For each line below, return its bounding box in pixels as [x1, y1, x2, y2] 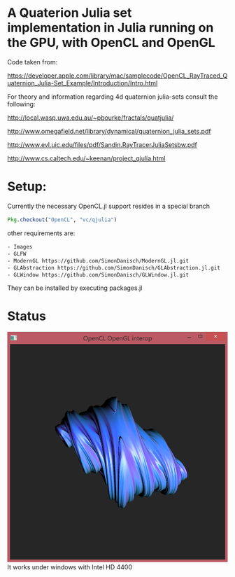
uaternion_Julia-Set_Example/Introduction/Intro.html [7, 78, 158, 87]
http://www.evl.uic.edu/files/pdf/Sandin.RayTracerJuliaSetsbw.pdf [7, 140, 197, 148]
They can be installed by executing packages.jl [7, 284, 143, 292]
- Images [7, 243, 33, 250]
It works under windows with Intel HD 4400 [7, 562, 133, 571]
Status [7, 308, 47, 324]
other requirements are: [7, 229, 76, 237]
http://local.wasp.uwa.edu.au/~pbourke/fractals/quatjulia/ [7, 113, 174, 122]
